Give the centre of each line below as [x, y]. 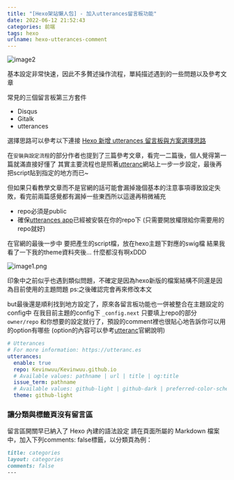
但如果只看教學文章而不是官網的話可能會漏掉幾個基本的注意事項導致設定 [111, 188]
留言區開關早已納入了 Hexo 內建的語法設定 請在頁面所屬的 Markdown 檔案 [114, 431]
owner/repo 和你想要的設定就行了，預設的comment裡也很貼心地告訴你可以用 [117, 322]
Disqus [27, 112]
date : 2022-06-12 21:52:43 [46, 20]
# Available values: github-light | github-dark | [88, 389]
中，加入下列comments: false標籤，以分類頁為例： [80, 440]
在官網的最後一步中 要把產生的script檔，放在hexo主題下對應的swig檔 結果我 [116, 243]
